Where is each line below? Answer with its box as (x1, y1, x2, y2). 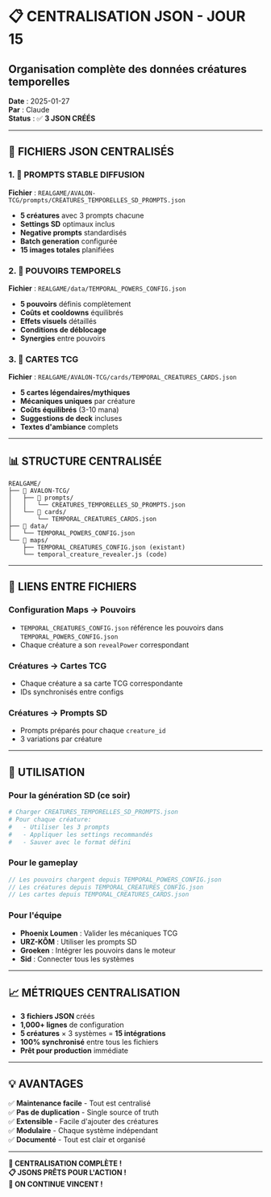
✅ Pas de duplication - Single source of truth (8, 1107, 159, 1118)
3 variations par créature (19, 734, 102, 744)
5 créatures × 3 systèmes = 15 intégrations (19, 1029, 166, 1038)
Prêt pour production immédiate (19, 1046, 129, 1055)
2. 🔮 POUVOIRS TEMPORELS (8, 265, 121, 276)
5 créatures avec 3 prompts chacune (19, 210, 144, 220)
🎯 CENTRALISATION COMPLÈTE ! (8, 1159, 123, 1169)
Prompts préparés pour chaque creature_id (19, 726, 166, 736)
